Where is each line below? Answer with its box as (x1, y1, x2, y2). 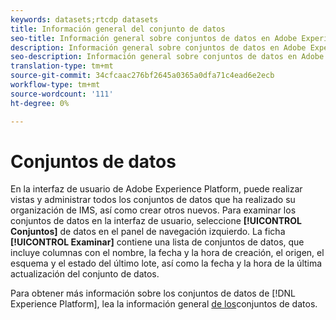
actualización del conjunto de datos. (10, 268, 160, 280)
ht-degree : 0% (10, 98, 70, 108)
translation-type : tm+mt (10, 61, 114, 71)
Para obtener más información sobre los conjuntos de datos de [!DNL (10, 287, 296, 300)
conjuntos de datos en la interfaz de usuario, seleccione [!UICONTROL (10, 215, 302, 227)
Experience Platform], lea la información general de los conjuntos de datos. (10, 298, 318, 310)
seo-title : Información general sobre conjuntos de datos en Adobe (10, 33, 298, 43)
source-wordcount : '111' (10, 89, 114, 99)
